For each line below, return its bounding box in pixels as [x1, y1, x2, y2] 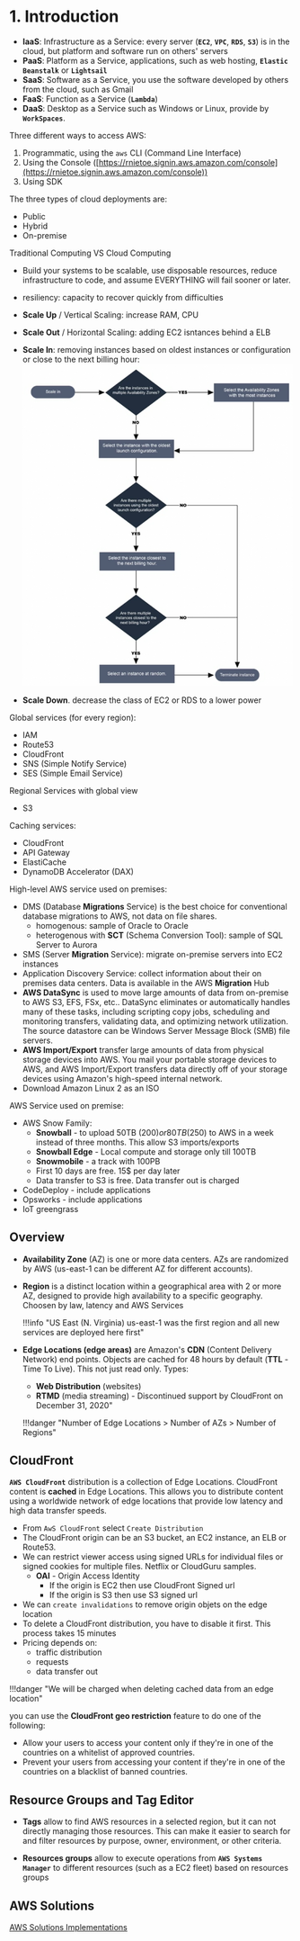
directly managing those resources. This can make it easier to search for [22, 1826, 291, 1837]
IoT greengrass [22, 1203, 79, 1214]
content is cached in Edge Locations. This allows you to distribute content [9, 1487, 284, 1497]
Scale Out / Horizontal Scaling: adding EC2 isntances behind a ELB [22, 327, 271, 337]
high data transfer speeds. [9, 1505, 108, 1516]
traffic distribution [35, 1647, 102, 1658]
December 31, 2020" [35, 1399, 113, 1410]
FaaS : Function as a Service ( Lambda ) [22, 93, 159, 104]
